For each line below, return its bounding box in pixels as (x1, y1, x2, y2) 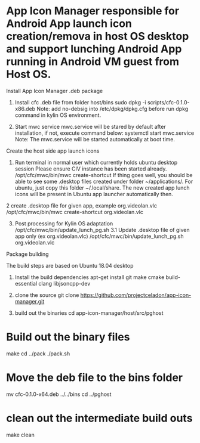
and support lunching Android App (6, 42, 182, 56)
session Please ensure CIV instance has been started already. (14, 165, 167, 172)
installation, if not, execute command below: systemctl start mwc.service (14, 129, 195, 137)
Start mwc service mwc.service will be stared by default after (14, 123, 166, 130)
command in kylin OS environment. (14, 111, 101, 119)
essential (14, 280, 38, 287)
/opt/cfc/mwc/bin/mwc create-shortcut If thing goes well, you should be (14, 171, 193, 178)
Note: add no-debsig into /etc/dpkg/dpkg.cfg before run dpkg (36, 105, 189, 112)
